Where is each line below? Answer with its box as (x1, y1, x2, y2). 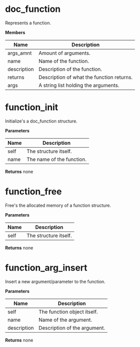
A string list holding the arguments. (38, 82, 120, 89)
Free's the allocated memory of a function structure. (5, 202, 111, 208)
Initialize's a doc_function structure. (5, 118, 78, 124)
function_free (5, 186, 62, 197)
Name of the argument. (38, 316, 92, 323)
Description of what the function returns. (38, 73, 133, 80)
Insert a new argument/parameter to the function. (5, 279, 106, 285)
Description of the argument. (38, 324, 105, 331)
